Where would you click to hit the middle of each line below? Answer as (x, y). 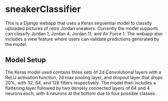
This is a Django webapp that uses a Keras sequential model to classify (78, 23)
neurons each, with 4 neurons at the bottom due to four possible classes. (81, 93)
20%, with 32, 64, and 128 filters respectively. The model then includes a (81, 82)
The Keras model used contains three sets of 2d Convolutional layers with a (83, 72)
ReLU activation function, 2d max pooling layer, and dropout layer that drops (84, 77)
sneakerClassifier (43, 9)
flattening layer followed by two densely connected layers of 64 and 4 (77, 88)
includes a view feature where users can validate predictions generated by (82, 39)
